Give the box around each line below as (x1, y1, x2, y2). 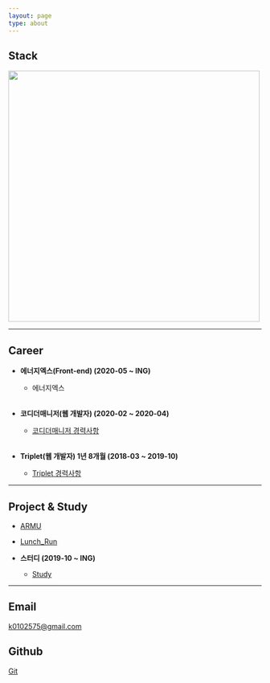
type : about (8, 19, 48, 27)
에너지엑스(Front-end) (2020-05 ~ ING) (19, 366, 151, 376)
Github (8, 644, 43, 659)
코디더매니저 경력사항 (31, 426, 100, 436)
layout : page (8, 11, 52, 20)
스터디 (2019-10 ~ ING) (19, 553, 96, 562)
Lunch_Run (19, 536, 58, 546)
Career (8, 343, 44, 358)
